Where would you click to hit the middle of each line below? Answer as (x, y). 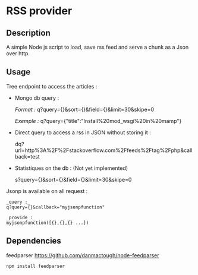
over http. (18, 53)
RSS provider (39, 11)
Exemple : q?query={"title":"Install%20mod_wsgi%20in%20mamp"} (98, 121)
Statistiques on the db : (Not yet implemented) (71, 168)
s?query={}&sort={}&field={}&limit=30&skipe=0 (73, 179)
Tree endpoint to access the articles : (52, 86)
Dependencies (34, 241)
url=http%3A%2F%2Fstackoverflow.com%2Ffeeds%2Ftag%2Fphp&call (103, 150)
